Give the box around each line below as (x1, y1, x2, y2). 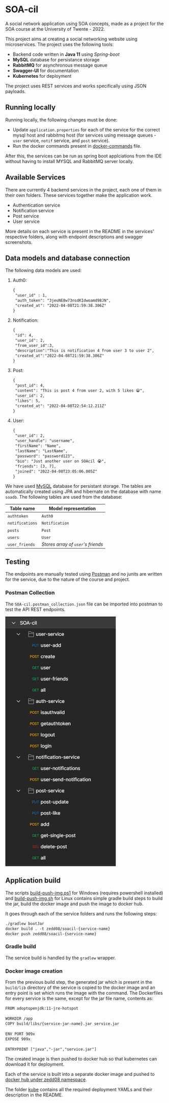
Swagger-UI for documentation (12, 67, 79, 74)
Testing (5, 557, 30, 566)
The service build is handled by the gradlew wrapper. (5, 955, 116, 961)
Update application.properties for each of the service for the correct (12, 126, 160, 132)
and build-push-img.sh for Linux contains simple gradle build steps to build (5, 895, 163, 901)
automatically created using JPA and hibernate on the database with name (5, 488, 161, 494)
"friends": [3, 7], (15, 464, 57, 469)
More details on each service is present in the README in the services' (5, 228, 154, 234)
